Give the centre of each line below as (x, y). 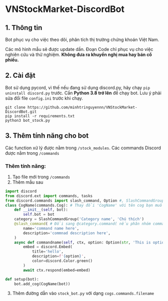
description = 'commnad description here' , (67, 233)
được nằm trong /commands (32, 153)
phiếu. (12, 60)
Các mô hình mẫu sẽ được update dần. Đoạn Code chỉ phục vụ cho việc (79, 49)
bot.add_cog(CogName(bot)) (42, 284)
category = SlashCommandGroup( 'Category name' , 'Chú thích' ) (79, 219)
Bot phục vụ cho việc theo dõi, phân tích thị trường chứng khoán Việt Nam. (82, 39)
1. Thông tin (24, 28)
